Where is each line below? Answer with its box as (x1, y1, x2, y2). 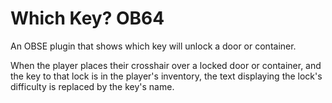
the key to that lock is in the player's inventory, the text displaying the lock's (10, 70, 323, 82)
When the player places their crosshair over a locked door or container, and (10, 59, 322, 71)
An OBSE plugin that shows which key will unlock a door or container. (10, 40, 297, 52)
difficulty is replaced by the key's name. (10, 80, 175, 92)
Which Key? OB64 (10, 7, 165, 30)
